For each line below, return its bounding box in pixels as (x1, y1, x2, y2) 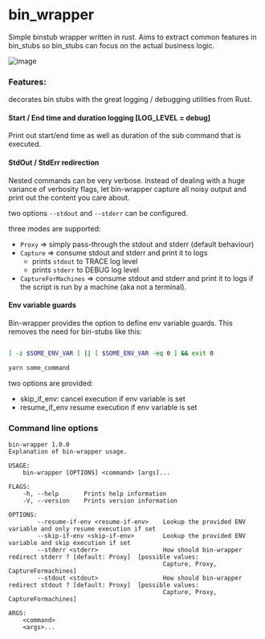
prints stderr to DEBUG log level (31, 265, 139, 275)
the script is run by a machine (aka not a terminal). (19, 282, 187, 291)
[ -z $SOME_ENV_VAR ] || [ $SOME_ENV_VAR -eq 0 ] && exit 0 (8, 349, 214, 357)
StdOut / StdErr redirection (8, 158, 100, 168)
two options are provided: (8, 378, 94, 388)
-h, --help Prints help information (22, 490, 167, 498)
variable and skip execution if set (8, 539, 131, 547)
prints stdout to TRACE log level (31, 256, 138, 266)
